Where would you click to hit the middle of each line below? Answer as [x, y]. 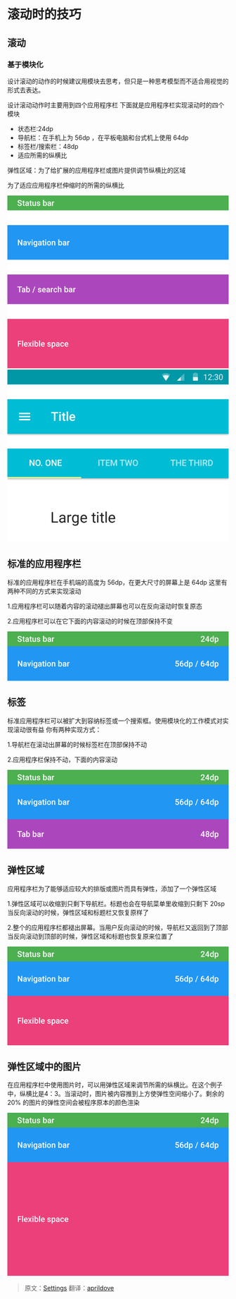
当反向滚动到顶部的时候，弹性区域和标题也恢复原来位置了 [90, 936]
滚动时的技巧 [45, 14]
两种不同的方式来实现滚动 [44, 591]
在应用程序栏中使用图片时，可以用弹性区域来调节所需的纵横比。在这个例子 [115, 1085]
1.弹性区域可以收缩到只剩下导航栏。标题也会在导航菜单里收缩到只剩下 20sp [116, 903]
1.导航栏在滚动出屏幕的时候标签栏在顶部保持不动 [77, 744]
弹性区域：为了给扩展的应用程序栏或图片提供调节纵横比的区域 [97, 170]
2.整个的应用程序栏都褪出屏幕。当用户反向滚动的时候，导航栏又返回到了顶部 [118, 927]
